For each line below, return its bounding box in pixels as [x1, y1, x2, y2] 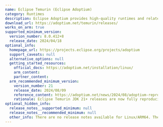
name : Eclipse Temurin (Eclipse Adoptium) [5, 7, 92, 12]
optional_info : [5, 43, 36, 48]
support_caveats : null [9, 52, 55, 57]
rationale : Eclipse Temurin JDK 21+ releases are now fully [14, 97, 138, 102]
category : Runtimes [5, 12, 45, 16]
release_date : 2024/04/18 [9, 39, 62, 43]
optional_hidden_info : [5, 101, 51, 106]
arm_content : [14, 70, 40, 75]
